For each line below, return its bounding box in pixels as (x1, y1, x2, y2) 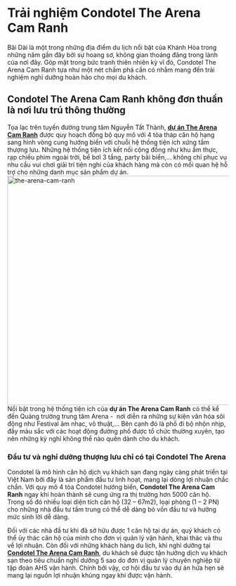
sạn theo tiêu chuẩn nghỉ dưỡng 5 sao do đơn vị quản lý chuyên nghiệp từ (7, 556, 221, 565)
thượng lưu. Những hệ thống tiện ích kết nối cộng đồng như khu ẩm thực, (7, 145, 218, 154)
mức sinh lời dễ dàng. (7, 513, 70, 521)
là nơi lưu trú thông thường (7, 104, 126, 117)
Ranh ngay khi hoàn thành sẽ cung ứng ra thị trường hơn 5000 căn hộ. (7, 490, 211, 499)
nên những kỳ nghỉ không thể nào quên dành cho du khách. (7, 434, 181, 443)
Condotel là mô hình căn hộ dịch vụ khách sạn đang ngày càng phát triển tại (7, 468, 228, 476)
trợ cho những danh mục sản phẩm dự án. (7, 167, 129, 176)
